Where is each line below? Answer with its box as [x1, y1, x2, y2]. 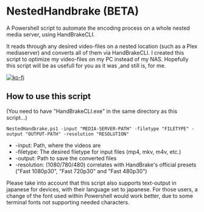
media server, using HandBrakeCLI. [6, 30, 96, 38]
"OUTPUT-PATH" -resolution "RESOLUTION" [25, 131, 130, 137]
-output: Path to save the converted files [15, 154, 117, 162]
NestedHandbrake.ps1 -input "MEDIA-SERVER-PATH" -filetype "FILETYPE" [6, 126, 189, 132]
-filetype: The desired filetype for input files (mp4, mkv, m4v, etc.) [15, 148, 181, 156]
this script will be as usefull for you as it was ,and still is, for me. [6, 62, 166, 69]
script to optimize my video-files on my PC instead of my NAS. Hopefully [6, 55, 189, 63]
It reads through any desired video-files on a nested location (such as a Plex [6, 43, 198, 50]
